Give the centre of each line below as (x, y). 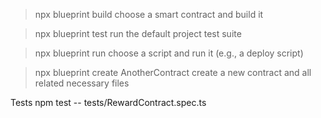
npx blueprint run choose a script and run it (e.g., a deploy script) (169, 53)
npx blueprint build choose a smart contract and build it (149, 14)
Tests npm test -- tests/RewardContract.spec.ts (108, 102)
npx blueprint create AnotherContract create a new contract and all (173, 72)
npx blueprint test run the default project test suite (138, 33)
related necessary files (82, 83)
